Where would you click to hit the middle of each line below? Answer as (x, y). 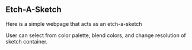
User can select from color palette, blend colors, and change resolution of (96, 35)
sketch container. (27, 41)
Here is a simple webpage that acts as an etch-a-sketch (74, 24)
